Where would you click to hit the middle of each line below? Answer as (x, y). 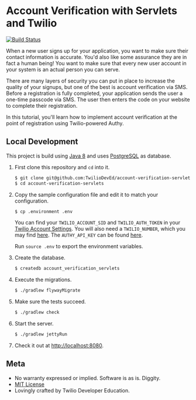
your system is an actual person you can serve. (63, 69)
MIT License (30, 384)
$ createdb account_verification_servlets (67, 269)
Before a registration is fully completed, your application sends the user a (94, 93)
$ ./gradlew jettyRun (41, 334)
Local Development (42, 142)
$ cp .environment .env (44, 211)
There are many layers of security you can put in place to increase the (91, 81)
